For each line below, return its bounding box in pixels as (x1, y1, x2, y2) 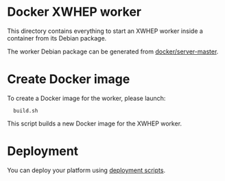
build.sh (13, 107, 38, 114)
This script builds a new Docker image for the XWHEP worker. (7, 119, 182, 128)
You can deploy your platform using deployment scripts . (7, 166, 166, 174)
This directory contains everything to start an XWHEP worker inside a (7, 27, 204, 35)
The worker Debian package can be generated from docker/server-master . (7, 47, 219, 56)
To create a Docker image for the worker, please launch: (7, 94, 166, 102)
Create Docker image (7, 71, 130, 87)
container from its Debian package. (7, 34, 107, 42)
